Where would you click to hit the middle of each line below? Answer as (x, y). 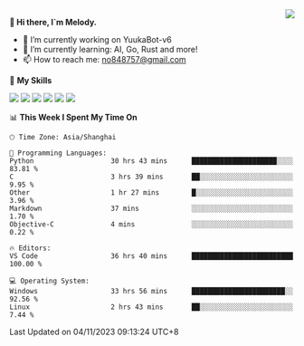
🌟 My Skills (31, 80)
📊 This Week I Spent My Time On (73, 117)
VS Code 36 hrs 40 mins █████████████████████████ (152, 256)
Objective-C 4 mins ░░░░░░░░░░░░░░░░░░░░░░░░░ (152, 225)
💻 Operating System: (50, 281)
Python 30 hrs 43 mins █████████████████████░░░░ (152, 161)
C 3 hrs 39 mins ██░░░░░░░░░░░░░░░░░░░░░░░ (152, 177)
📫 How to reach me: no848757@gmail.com (104, 59)
